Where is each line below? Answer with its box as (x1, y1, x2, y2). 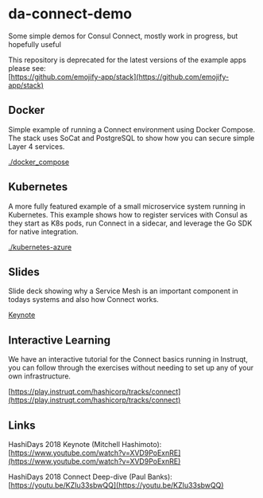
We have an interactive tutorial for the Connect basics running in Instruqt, (8, 355, 249, 364)
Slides (8, 265, 40, 279)
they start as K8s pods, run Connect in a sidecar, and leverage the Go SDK (8, 218, 253, 228)
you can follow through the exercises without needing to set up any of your (8, 363, 254, 373)
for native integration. (8, 226, 79, 236)
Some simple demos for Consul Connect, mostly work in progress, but (8, 31, 238, 41)
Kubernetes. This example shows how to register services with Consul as (8, 210, 248, 219)
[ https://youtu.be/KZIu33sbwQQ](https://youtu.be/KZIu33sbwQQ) (8, 480, 224, 490)
